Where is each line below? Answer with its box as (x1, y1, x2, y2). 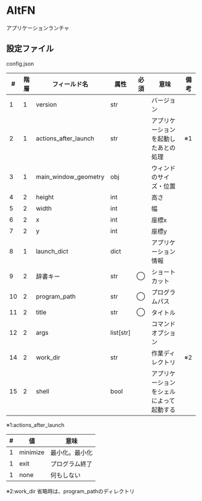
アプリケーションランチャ (6, 24, 70, 31)
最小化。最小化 (50, 448, 93, 456)
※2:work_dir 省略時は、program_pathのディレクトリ (6, 487, 135, 494)
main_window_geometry (35, 172, 105, 181)
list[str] (110, 328, 131, 337)
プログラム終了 (50, 459, 93, 468)
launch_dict (35, 247, 69, 255)
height (35, 193, 54, 201)
